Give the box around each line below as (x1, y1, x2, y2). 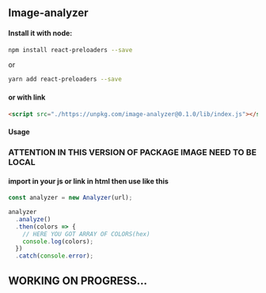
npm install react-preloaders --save (8, 46, 133, 54)
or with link (8, 92, 46, 102)
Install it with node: (8, 28, 73, 38)
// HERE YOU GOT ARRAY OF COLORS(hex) (22, 230, 150, 238)
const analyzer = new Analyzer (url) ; (8, 193, 133, 202)
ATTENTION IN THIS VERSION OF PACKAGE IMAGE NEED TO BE (8, 146, 257, 157)
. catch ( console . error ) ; (15, 252, 93, 260)
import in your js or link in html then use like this (8, 176, 169, 186)
